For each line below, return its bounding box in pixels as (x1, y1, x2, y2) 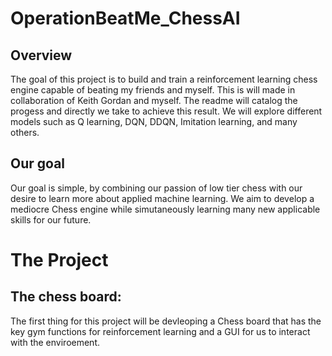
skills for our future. (10, 213, 92, 226)
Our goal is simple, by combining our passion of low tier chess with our (10, 182, 303, 194)
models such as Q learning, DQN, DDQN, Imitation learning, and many (10, 116, 298, 127)
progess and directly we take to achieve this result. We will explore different (10, 105, 323, 117)
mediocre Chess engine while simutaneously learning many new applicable (10, 203, 321, 215)
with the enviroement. (10, 336, 100, 348)
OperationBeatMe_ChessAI (10, 7, 241, 30)
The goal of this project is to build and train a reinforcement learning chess (10, 73, 318, 85)
